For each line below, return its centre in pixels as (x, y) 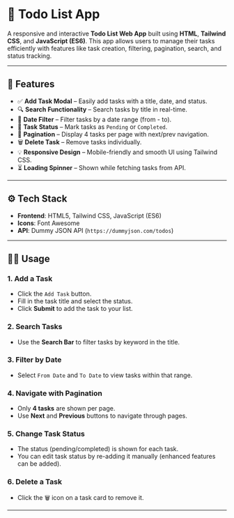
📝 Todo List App (54, 14)
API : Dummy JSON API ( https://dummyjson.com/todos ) (95, 230)
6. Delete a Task (35, 482)
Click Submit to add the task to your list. (75, 309)
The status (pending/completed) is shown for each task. (98, 449)
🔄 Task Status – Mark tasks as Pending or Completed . (92, 127)
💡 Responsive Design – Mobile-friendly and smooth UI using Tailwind (117, 152)
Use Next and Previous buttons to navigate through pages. (102, 416)
